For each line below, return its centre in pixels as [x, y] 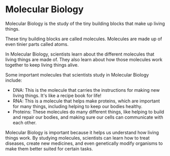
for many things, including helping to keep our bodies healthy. [77, 106]
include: [14, 80]
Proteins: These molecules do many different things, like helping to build [88, 112]
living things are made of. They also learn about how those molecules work [84, 59]
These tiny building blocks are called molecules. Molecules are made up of [84, 39]
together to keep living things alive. [42, 65]
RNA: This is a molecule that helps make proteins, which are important [86, 101]
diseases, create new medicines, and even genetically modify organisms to [84, 143]
